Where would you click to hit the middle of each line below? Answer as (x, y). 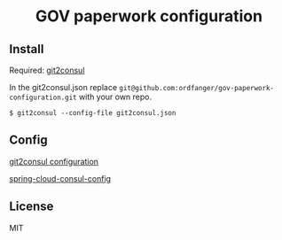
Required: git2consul (47, 70)
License (31, 207)
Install (27, 49)
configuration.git (43, 97)
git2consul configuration (54, 161)
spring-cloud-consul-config (60, 178)
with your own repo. (115, 97)
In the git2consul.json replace (63, 87)
